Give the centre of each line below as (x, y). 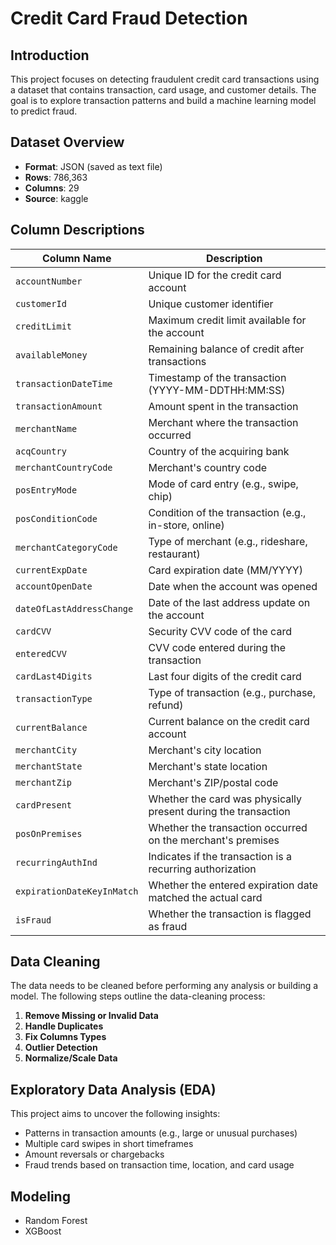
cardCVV (33, 631)
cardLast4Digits (54, 676)
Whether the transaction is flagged (230, 914)
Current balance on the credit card (229, 721)
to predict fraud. (44, 111)
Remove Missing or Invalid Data (91, 1016)
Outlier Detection (61, 1048)
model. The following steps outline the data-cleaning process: (138, 996)
